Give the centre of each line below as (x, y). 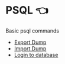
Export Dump (30, 42)
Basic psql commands (32, 31)
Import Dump (30, 48)
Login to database (36, 55)
